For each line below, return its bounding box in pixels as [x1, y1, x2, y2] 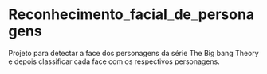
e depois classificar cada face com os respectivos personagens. [8, 57, 221, 66]
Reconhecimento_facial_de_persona [8, 6, 255, 24]
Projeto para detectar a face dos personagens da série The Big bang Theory [8, 48, 259, 57]
